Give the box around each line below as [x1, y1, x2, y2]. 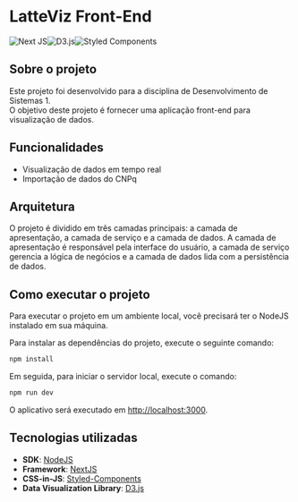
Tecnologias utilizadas [9, 430, 138, 446]
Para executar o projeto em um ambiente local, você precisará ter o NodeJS [9, 311, 289, 321]
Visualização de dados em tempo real [21, 164, 162, 174]
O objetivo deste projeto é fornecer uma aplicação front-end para [9, 105, 251, 115]
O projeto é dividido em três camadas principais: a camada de [9, 223, 238, 234]
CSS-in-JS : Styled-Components [21, 472, 141, 484]
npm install [9, 355, 54, 364]
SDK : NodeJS [21, 454, 73, 464]
